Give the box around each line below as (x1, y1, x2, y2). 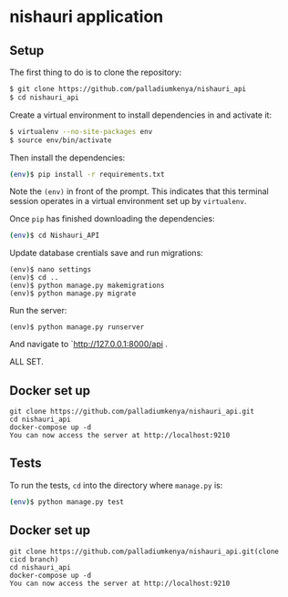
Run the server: (9, 305, 67, 316)
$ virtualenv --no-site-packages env (9, 127, 153, 136)
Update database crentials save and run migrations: (9, 248, 203, 259)
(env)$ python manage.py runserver (9, 323, 145, 332)
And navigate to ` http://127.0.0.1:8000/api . (9, 339, 169, 350)
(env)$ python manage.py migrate (9, 289, 137, 298)
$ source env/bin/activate (9, 135, 112, 145)
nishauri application (9, 6, 164, 27)
